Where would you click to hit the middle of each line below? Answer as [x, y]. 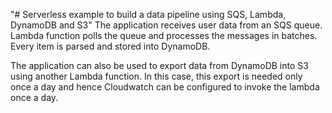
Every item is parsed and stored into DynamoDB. [110, 46]
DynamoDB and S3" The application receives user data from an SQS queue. [166, 25]
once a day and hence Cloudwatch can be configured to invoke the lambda [165, 87]
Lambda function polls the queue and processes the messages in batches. [164, 35]
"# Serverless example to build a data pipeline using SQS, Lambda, [148, 14]
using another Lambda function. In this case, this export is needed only [156, 76]
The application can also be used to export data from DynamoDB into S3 [159, 65]
